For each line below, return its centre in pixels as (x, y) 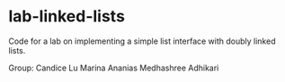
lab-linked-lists (67, 16)
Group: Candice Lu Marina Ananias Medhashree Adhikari (114, 68)
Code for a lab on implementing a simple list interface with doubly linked (142, 41)
